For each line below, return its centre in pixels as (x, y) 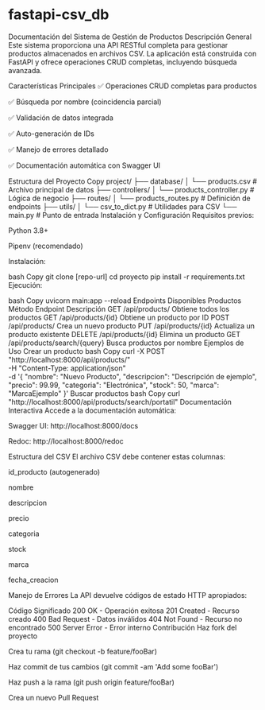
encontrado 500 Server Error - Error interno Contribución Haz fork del (123, 627)
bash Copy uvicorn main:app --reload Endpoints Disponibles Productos (125, 301)
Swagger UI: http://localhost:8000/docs (73, 425)
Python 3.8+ (29, 230)
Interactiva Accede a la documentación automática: (92, 410)
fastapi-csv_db (59, 15)
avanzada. (25, 70)
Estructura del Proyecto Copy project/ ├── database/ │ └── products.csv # (133, 181)
